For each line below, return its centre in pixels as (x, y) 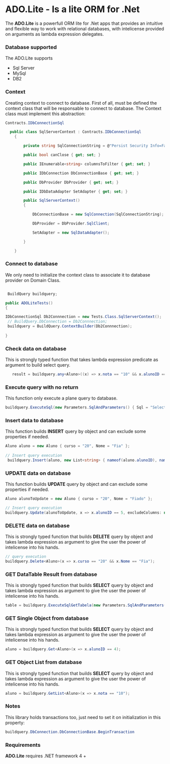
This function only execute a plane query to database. (61, 398)
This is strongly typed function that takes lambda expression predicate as (82, 359)
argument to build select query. (38, 365)
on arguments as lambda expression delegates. (55, 34)
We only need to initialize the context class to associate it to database (78, 275)
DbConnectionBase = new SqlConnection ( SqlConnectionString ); (98, 214)
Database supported (31, 47)
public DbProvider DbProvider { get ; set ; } (71, 182)
